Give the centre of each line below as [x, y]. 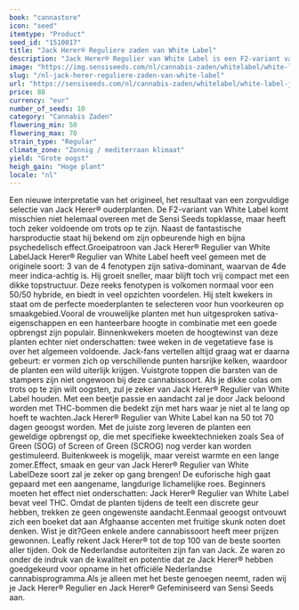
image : [21, 68]
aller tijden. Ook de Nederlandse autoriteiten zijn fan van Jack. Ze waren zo [147, 550]
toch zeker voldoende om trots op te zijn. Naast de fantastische [125, 229]
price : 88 [28, 92]
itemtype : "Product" [48, 34]
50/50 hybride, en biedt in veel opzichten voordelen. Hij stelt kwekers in [141, 295]
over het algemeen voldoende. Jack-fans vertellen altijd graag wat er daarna [149, 352]
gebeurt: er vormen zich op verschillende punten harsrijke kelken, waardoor [148, 361]
